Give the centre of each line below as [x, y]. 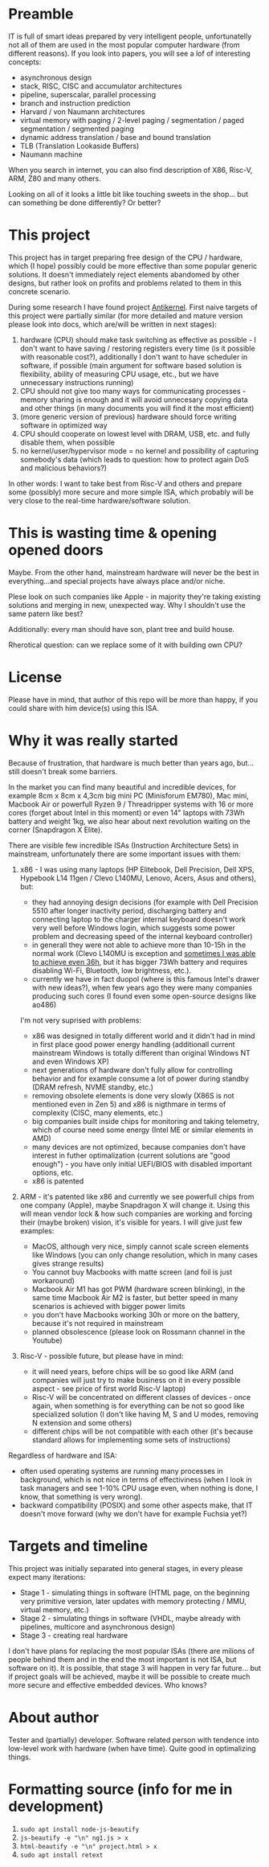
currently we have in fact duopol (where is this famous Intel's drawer [145, 979]
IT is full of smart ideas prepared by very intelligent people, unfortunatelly [130, 36]
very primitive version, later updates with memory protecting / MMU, [133, 1601]
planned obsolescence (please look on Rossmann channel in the [139, 1332]
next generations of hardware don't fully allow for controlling [132, 1069]
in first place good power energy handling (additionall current [133, 1044]
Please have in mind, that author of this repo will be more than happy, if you [133, 700]
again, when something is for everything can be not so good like [138, 1405]
